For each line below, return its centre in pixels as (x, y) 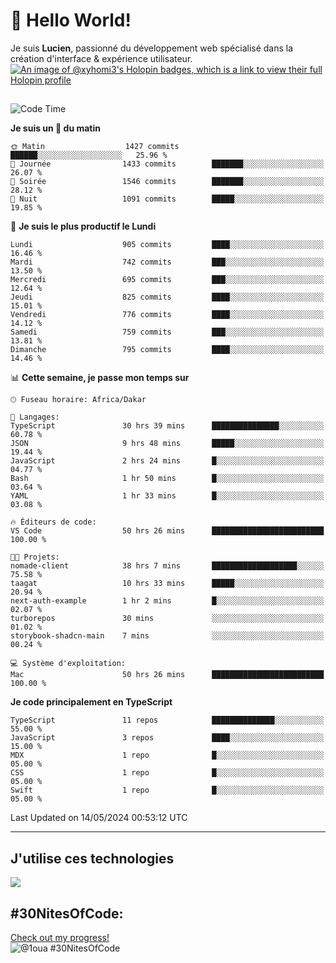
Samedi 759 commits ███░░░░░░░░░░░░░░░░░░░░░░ (167, 332)
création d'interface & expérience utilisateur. (101, 58)
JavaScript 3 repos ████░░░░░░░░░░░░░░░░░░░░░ (167, 738)
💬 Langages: (35, 417)
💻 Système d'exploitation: (68, 664)
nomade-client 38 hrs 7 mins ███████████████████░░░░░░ (167, 566)
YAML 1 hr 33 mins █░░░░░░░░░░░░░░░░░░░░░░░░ (167, 496)
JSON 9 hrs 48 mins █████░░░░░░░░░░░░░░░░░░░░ (167, 444)
